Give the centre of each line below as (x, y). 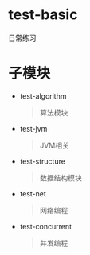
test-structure (43, 161)
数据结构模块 (61, 177)
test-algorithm (43, 96)
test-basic (43, 15)
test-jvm (33, 128)
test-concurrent (46, 226)
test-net (33, 193)
